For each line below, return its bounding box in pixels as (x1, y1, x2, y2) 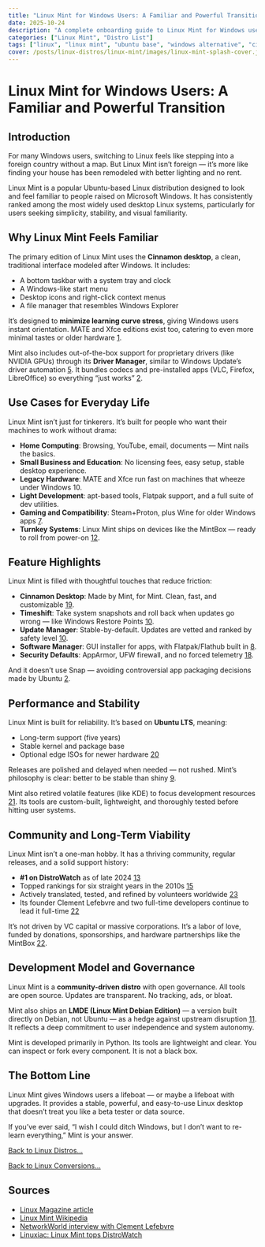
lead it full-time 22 (19, 906, 80, 916)
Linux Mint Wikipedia (19, 1213, 88, 1223)
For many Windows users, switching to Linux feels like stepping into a (8, 151, 234, 160)
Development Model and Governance (8, 961, 196, 974)
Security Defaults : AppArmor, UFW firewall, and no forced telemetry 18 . (19, 650, 254, 660)
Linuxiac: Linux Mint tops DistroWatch (19, 1230, 143, 1239)
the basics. (19, 449, 56, 458)
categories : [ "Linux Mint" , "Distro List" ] (8, 33, 154, 42)
